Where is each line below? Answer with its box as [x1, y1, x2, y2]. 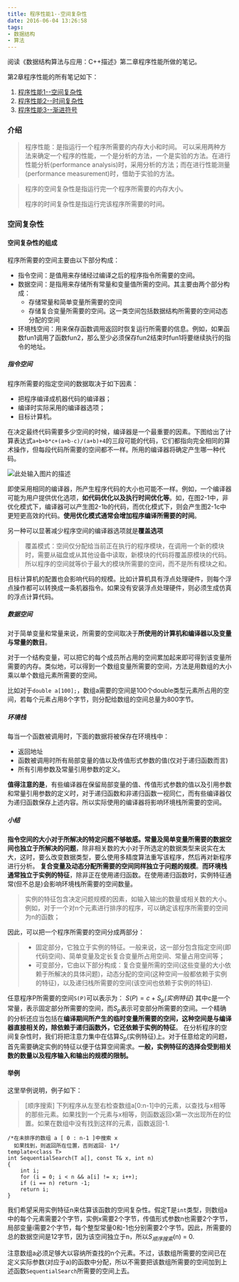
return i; [20, 1186, 50, 1194]
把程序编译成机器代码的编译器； [17, 394, 112, 403]
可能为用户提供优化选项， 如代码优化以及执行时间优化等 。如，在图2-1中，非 [7, 493, 229, 502]
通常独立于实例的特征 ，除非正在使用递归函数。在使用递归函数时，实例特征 [7, 871, 225, 880]
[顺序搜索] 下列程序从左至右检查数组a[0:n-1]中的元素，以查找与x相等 [24, 1102, 226, 1110]
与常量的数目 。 [7, 638, 51, 646]
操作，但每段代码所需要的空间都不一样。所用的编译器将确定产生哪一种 [13, 445, 219, 454]
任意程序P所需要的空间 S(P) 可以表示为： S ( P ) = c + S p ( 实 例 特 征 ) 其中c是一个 [7, 994, 230, 1004]
